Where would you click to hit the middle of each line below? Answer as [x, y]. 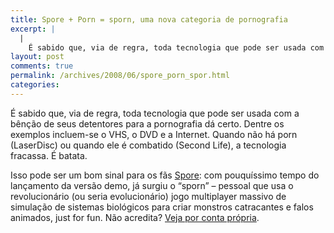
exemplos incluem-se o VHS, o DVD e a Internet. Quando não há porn [154, 134]
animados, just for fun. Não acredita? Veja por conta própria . [135, 217]
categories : [35, 85]
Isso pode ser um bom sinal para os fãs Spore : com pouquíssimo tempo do [165, 175]
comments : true [42, 66]
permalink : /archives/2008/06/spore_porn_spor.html [120, 76]
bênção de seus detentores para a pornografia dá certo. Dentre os [147, 123]
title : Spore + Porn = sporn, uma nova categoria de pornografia [149, 19]
